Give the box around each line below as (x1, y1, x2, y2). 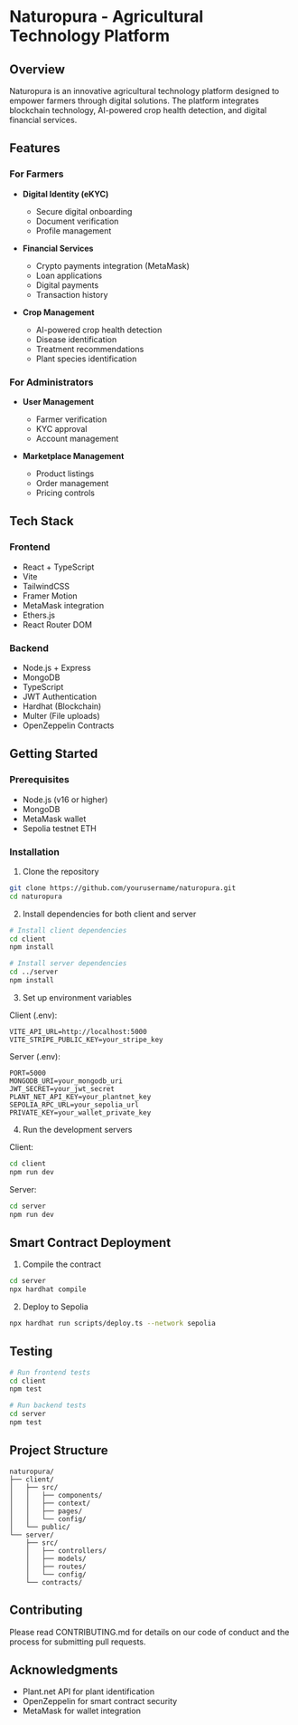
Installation (9, 845, 61, 858)
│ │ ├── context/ (9, 1499, 91, 1508)
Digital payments (35, 279, 99, 291)
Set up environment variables (22, 992, 133, 1002)
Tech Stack (9, 513, 74, 529)
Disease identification (35, 333, 117, 345)
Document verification (35, 216, 119, 226)
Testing (9, 1344, 53, 1359)
